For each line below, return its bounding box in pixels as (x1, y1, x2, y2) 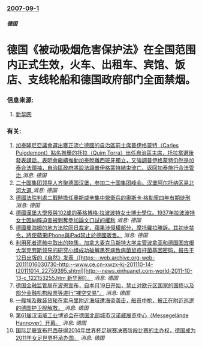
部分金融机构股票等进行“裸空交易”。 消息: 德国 (15, 289, 131, 297)
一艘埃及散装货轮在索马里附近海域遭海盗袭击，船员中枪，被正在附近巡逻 (15, 297, 194, 304)
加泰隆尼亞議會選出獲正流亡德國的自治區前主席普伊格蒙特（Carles (15, 142, 179, 149)
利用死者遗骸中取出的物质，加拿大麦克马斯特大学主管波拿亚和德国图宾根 (15, 239, 194, 246)
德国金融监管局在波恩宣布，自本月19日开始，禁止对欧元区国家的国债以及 (15, 282, 195, 289)
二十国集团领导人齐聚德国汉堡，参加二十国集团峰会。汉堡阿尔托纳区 (15, 179, 184, 186)
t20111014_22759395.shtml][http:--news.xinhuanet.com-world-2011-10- (15, 267, 193, 274)
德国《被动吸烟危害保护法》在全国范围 (7, 43, 197, 56)
